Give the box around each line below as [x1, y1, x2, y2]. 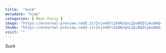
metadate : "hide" [5, 12, 41, 17]
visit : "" [5, 30, 26, 35]
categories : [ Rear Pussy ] [5, 16, 63, 21]
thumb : [5, 25, 19, 30]
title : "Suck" [5, 7, 37, 12]
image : [5, 20, 19, 26]
